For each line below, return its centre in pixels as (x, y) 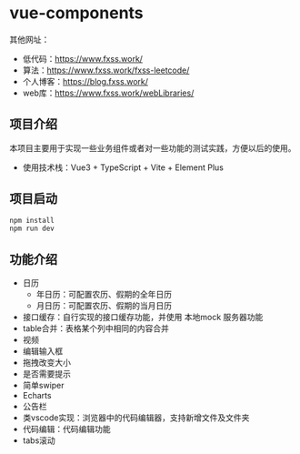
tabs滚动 (39, 440)
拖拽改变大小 (46, 363)
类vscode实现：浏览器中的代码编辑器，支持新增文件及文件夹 (136, 418)
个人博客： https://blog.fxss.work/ (85, 81)
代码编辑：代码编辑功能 (66, 429)
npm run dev (32, 229)
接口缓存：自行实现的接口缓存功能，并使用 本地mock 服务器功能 (143, 318)
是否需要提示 (46, 374)
